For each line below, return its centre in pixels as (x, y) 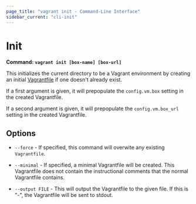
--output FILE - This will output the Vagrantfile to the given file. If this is (102, 189)
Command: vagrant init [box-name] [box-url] (64, 62)
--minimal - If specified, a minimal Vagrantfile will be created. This (94, 165)
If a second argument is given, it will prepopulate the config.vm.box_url (92, 108)
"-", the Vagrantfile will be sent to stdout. (64, 195)
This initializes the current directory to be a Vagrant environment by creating (98, 73)
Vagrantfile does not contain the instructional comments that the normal (102, 171)
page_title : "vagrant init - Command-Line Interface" (73, 11)
